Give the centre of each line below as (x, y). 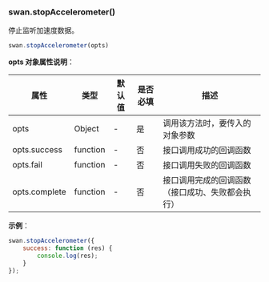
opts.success (37, 150)
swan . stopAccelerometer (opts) (59, 46)
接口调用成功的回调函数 (207, 151)
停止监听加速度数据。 (43, 30)
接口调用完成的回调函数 (207, 180)
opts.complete (39, 192)
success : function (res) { (68, 248)
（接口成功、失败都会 (203, 192)
